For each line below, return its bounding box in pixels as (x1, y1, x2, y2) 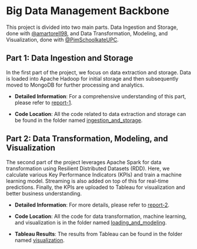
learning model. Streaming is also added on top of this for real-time (6, 177, 169, 184)
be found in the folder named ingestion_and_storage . (14, 117, 143, 124)
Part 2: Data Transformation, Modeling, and (6, 134, 169, 144)
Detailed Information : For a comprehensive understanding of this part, (14, 92, 186, 99)
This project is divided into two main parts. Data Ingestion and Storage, (6, 24, 178, 31)
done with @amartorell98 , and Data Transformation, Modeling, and (6, 29, 168, 36)
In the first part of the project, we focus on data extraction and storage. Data (6, 69, 191, 76)
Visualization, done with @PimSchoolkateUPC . (6, 36, 119, 43)
